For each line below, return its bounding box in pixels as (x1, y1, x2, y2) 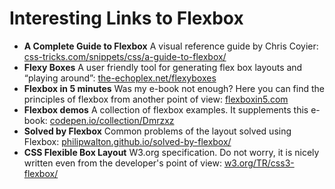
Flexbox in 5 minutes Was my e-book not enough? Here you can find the (23, 82, 325, 94)
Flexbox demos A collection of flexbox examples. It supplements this (23, 103, 309, 116)
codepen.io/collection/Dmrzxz (49, 114, 175, 126)
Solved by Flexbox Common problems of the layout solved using (23, 125, 292, 137)
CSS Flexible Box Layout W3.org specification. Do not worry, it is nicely (23, 146, 320, 158)
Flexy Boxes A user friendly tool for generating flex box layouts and (23, 61, 303, 73)
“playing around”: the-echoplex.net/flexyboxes (23, 72, 217, 84)
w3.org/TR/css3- (223, 157, 295, 169)
